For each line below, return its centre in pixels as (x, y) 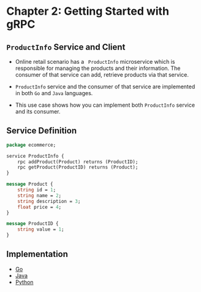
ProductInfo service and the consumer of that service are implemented (105, 86)
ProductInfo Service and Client (66, 47)
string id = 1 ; (37, 190)
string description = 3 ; (49, 201)
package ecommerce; (31, 145)
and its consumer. (38, 111)
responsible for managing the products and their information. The (98, 68)
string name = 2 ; (40, 195)
